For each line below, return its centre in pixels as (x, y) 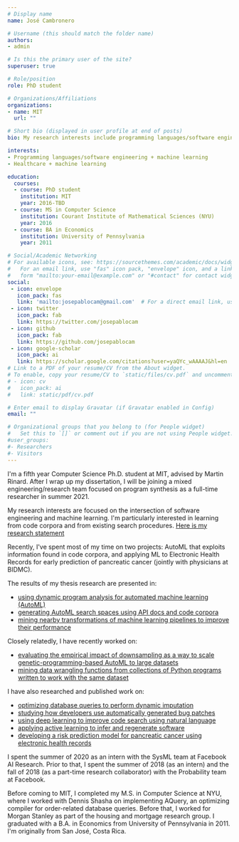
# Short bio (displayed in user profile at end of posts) (95, 131)
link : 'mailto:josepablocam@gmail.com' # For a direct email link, (120, 302)
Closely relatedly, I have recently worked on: (72, 641)
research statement (36, 533)
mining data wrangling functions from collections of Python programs (119, 670)
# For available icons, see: (51, 263)
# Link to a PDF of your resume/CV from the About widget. (97, 368)
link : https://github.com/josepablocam (76, 342)
